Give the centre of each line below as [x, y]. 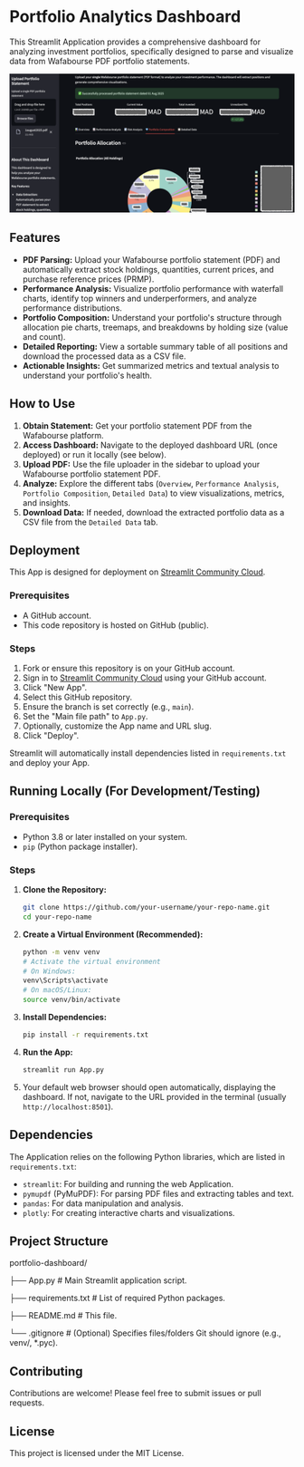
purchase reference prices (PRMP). [88, 279]
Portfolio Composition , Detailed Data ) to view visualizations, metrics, [153, 493]
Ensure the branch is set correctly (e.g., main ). [108, 707]
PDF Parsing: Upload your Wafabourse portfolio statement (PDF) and [151, 259]
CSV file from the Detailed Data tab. [90, 522]
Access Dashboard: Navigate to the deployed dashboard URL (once [150, 445]
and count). [44, 336]
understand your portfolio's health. [87, 375]
